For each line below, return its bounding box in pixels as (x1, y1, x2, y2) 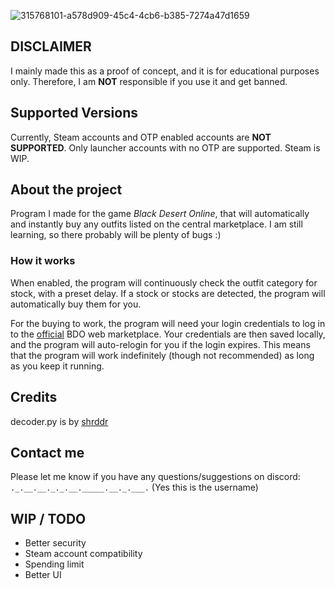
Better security (24, 537, 87, 549)
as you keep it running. (10, 360, 105, 372)
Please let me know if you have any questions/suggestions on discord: (10, 471, 301, 483)
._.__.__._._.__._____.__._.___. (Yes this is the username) (10, 481, 259, 494)
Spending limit (24, 558, 85, 570)
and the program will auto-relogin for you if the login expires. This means (10, 338, 311, 350)
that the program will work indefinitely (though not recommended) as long (10, 349, 315, 361)
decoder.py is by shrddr (10, 415, 109, 427)
